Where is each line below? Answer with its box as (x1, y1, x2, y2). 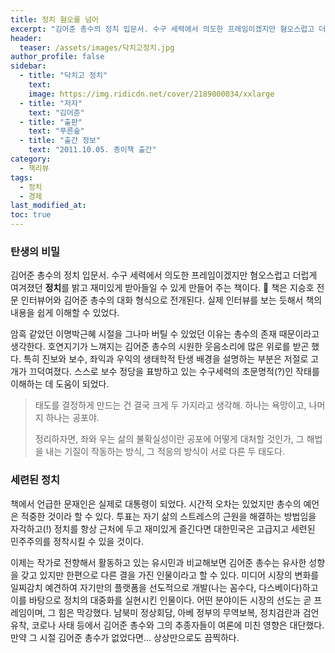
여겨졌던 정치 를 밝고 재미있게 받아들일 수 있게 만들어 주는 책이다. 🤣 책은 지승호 (10, 282, 315, 294)
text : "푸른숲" (28, 126, 85, 136)
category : (10, 154, 52, 164)
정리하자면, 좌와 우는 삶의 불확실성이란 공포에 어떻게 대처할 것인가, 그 (34, 433, 305, 445)
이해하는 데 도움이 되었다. (10, 378, 110, 390)
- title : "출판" (19, 117, 83, 127)
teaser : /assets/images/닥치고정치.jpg (19, 42, 175, 53)
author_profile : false (10, 52, 105, 62)
